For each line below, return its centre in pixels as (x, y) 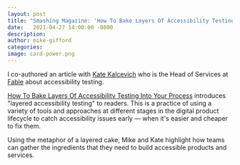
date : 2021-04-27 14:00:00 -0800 (60, 27)
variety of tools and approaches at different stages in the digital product (113, 111)
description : (27, 34)
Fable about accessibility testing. (56, 81)
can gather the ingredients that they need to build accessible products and (117, 147)
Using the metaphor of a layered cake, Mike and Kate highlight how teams (116, 139)
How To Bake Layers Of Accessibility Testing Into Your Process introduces (117, 95)
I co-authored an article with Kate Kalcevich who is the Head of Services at (118, 74)
